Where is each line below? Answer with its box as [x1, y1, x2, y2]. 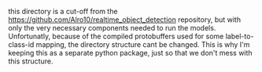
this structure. [8, 56, 54, 66]
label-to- [225, 31, 254, 41]
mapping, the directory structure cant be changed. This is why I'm [35, 40, 250, 49]
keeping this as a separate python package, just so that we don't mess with [8, 49, 253, 57]
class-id [8, 40, 35, 49]
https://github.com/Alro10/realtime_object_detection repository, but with [8, 15, 242, 24]
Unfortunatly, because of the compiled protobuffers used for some [8, 31, 224, 41]
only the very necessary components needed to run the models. [8, 23, 216, 32]
